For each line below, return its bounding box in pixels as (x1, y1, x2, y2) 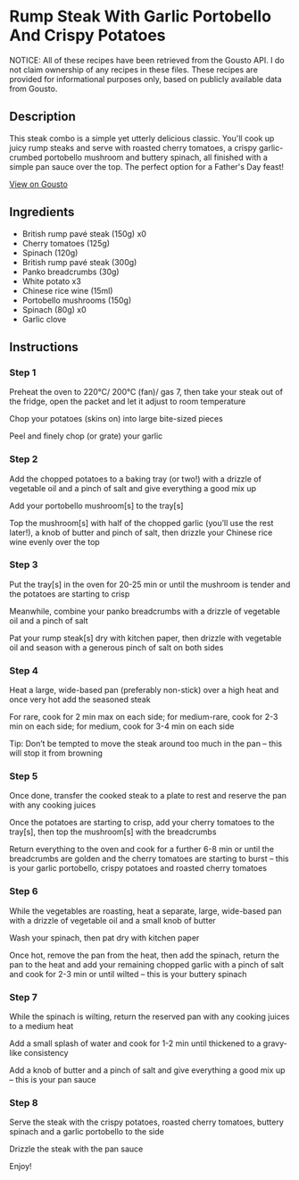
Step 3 (9, 558, 38, 571)
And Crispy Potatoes (9, 25, 166, 46)
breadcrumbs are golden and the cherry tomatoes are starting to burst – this (9, 853, 290, 864)
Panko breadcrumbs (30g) (21, 266, 120, 277)
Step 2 (9, 453, 38, 465)
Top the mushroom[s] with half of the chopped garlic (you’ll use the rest (9, 517, 274, 528)
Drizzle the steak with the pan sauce (9, 1143, 144, 1154)
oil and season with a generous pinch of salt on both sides (9, 641, 224, 653)
